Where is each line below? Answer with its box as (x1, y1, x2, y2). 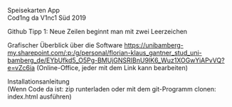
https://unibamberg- (124, 41, 184, 49)
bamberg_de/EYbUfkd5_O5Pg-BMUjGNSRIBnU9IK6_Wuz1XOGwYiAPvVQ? (7, 56, 226, 64)
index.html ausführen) (7, 92, 73, 101)
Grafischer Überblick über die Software (7, 41, 123, 49)
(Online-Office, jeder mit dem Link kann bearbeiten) (36, 64, 189, 72)
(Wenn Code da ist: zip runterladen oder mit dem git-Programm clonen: (7, 85, 216, 93)
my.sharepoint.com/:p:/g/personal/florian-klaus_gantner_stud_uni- (7, 49, 202, 57)
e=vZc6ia (7, 64, 36, 72)
